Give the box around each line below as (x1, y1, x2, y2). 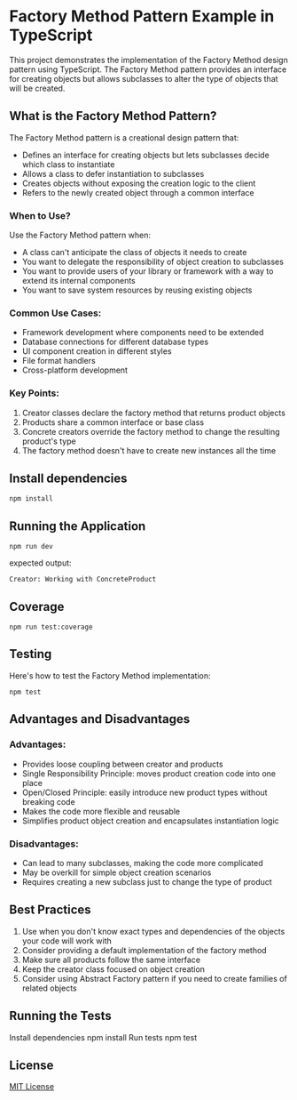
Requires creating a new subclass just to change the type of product (21, 876, 272, 887)
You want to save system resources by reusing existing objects (21, 285, 253, 295)
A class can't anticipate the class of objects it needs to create (21, 247, 247, 258)
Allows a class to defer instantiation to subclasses (21, 168, 205, 179)
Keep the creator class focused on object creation (21, 963, 206, 975)
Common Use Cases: (9, 307, 102, 319)
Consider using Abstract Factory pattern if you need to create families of (21, 973, 288, 984)
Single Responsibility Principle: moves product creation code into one (21, 767, 277, 779)
